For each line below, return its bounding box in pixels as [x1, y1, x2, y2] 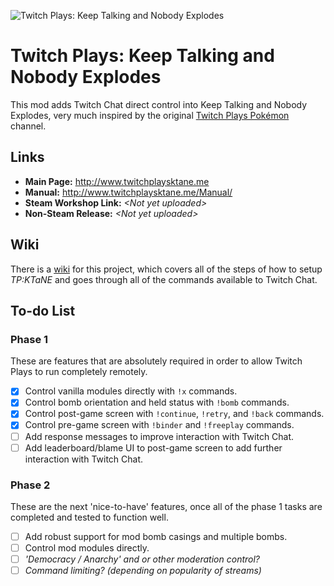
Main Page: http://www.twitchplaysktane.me [24, 175, 210, 187]
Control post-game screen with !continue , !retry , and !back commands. [24, 408, 325, 420]
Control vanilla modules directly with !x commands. [24, 385, 238, 397]
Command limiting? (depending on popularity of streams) [24, 565, 262, 577]
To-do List [10, 302, 76, 319]
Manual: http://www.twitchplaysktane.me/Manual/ [24, 186, 233, 198]
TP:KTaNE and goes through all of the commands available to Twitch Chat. [10, 273, 318, 285]
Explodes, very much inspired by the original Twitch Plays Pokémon [10, 109, 290, 121]
